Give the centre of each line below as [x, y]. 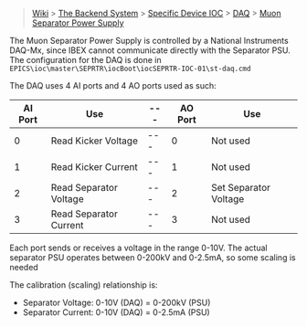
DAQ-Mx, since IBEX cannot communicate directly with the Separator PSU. [150, 50]
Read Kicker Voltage [95, 141]
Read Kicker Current [95, 167]
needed [24, 267]
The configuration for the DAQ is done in [85, 60]
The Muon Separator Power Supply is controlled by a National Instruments [149, 41]
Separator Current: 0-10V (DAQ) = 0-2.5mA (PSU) [116, 312]
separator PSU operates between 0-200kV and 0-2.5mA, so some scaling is [153, 258]
